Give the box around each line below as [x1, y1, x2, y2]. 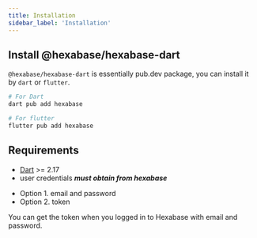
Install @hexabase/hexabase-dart [8, 48, 180, 62]
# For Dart [8, 93, 44, 101]
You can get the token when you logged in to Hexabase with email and [8, 212, 238, 221]
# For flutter [8, 115, 55, 123]
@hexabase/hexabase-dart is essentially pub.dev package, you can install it [8, 69, 249, 79]
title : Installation [8, 11, 77, 20]
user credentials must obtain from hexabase [19, 173, 168, 183]
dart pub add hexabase [8, 100, 83, 108]
